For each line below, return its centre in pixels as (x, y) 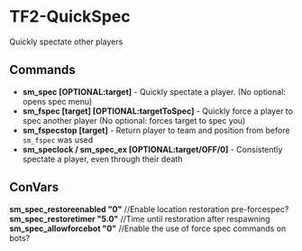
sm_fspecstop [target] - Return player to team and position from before (156, 130)
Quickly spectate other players (66, 42)
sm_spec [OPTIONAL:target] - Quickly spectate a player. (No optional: (154, 91)
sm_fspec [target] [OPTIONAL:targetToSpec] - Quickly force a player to (157, 111)
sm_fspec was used (58, 139)
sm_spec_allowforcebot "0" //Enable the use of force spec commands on (148, 228)
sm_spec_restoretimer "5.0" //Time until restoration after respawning (140, 218)
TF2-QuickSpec (70, 17)
